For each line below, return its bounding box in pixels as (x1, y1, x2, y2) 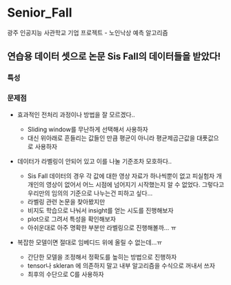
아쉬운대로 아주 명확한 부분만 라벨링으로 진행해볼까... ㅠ (27, 223, 177, 232)
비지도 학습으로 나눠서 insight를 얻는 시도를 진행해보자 (27, 206, 174, 215)
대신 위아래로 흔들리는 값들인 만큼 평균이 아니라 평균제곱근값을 (27, 133, 195, 142)
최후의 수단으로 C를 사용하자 (27, 270, 105, 278)
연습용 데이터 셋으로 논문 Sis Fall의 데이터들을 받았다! (7, 50, 221, 63)
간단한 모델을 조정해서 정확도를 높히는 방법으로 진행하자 (27, 253, 177, 261)
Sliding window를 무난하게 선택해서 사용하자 (27, 125, 148, 133)
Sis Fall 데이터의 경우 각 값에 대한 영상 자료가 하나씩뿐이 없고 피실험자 (27, 171, 215, 180)
